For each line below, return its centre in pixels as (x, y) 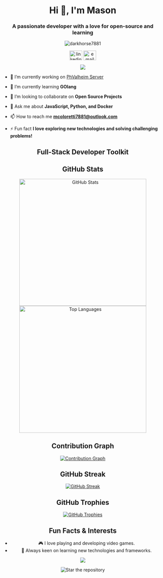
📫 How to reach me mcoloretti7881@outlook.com (64, 117)
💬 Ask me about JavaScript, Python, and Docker (61, 107)
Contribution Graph (83, 446)
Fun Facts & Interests (83, 531)
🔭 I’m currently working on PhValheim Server (57, 77)
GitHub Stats (83, 169)
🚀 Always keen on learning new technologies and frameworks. (86, 550)
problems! (21, 136)
